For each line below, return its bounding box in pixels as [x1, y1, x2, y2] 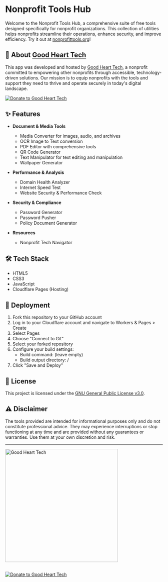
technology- [136, 69, 162, 75]
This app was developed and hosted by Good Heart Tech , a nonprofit [5, 64, 148, 70]
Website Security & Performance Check [19, 189, 102, 196]
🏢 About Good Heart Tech [5, 51, 86, 59]
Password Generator [19, 209, 62, 215]
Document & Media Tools [12, 123, 66, 129]
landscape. [5, 85, 28, 91]
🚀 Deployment [5, 301, 50, 310]
